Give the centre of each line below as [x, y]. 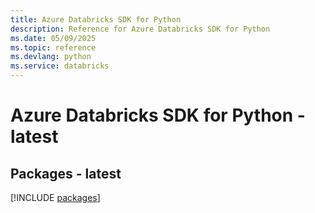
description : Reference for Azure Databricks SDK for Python [140, 29]
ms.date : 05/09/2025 [53, 38]
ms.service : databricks [60, 66]
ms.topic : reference [53, 47]
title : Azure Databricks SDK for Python [96, 19]
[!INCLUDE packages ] [55, 197]
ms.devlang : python [51, 57]
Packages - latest [66, 173]
